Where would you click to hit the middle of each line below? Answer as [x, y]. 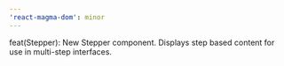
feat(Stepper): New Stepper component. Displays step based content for [142, 42]
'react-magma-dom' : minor [57, 17]
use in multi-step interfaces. [61, 51]
